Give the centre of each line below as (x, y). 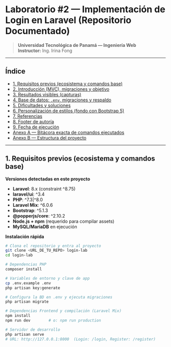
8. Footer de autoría (33, 121)
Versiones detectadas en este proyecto (48, 179)
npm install (18, 316)
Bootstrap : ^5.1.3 (30, 210)
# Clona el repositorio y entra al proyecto (53, 246)
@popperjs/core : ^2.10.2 (39, 216)
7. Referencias (27, 116)
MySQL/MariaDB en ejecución (45, 226)
